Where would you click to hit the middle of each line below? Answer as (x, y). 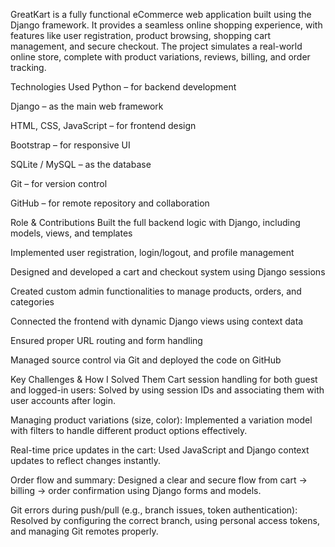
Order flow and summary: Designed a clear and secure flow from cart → (159, 480)
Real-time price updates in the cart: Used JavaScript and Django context (160, 450)
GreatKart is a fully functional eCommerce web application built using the (161, 14)
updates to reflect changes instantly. (86, 460)
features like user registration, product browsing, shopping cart (141, 35)
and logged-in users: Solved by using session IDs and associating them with (167, 390)
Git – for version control (59, 183)
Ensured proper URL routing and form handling (106, 340)
